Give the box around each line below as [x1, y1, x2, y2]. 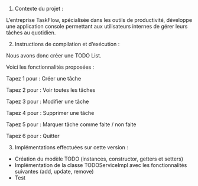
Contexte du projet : [14, 5, 64, 12]
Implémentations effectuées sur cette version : [14, 144, 128, 150]
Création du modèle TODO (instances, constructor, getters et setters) [14, 155, 184, 162]
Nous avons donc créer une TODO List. [6, 52, 102, 59]
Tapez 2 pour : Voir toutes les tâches [6, 86, 96, 94]
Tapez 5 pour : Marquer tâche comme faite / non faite [6, 121, 137, 128]
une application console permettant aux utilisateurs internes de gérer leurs [6, 23, 188, 30]
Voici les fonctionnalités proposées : [6, 63, 95, 70]
